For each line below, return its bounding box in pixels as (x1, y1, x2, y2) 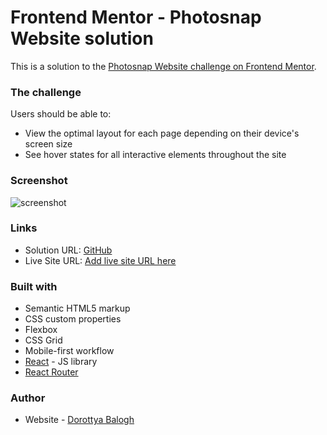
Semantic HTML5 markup (24, 302, 131, 315)
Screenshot (10, 174, 68, 188)
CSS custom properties (24, 313, 122, 325)
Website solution (10, 27, 154, 50)
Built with (10, 279, 58, 293)
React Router (24, 366, 79, 378)
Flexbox (24, 324, 58, 336)
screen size (24, 138, 73, 150)
